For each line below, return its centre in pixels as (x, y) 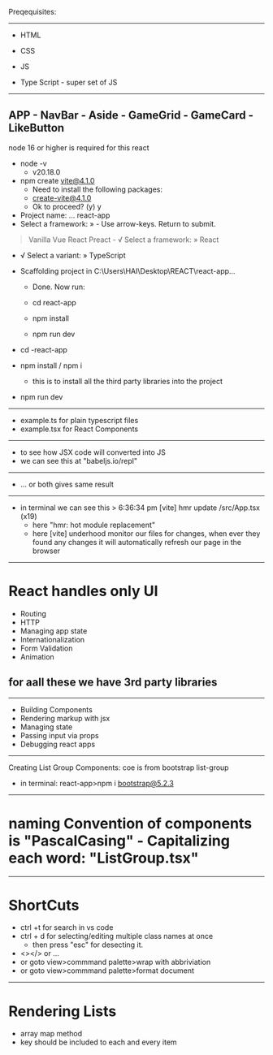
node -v (33, 163)
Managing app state (54, 631)
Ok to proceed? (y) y (67, 206)
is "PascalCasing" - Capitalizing (119, 841)
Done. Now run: (58, 287)
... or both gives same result (67, 484)
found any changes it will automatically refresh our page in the (137, 542)
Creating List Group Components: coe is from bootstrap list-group (119, 767)
